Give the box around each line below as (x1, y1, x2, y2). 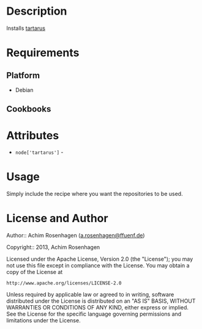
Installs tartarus (6, 24, 46, 32)
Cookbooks (6, 104, 51, 114)
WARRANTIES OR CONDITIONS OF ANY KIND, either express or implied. (6, 304, 189, 311)
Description (6, 4, 67, 18)
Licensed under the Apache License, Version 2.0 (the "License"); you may (6, 255, 193, 263)
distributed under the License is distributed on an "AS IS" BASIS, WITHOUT (6, 297, 196, 305)
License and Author (6, 212, 108, 225)
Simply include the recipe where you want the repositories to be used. (6, 190, 183, 198)
